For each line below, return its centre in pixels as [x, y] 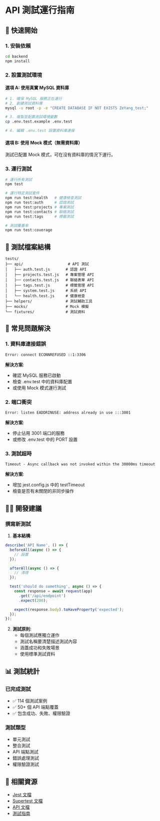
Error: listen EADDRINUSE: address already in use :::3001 [68, 413]
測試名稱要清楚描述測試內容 [48, 641]
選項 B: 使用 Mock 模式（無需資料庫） [44, 143]
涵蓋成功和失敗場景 [40, 648]
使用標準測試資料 [37, 654]
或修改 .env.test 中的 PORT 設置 [45, 440]
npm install [17, 61]
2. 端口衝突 [18, 402]
